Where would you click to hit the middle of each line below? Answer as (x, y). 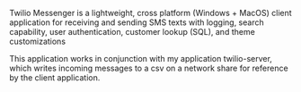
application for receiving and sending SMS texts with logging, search (137, 22)
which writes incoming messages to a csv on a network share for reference (149, 68)
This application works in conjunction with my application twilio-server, (141, 59)
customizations (37, 41)
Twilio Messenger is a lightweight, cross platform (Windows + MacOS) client (150, 13)
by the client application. (55, 78)
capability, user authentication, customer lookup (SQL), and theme (133, 32)
